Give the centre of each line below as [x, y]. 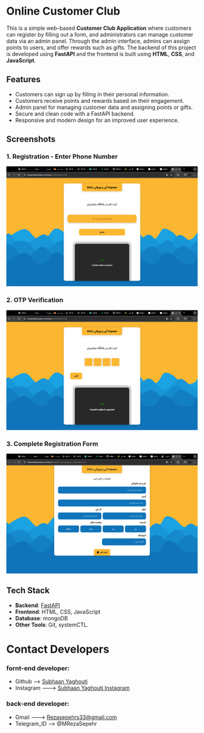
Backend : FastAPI [38, 605]
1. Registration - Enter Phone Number [62, 156]
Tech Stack [28, 591]
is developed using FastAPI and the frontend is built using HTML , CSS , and [100, 54]
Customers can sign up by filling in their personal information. [92, 94]
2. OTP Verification [35, 300]
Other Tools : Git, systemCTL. [52, 625]
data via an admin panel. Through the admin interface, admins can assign [98, 41]
